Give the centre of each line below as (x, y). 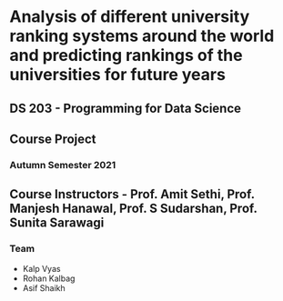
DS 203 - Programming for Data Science (126, 108)
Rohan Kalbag (49, 278)
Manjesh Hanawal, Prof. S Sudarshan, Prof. (133, 209)
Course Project (53, 139)
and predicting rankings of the (126, 55)
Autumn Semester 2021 (63, 165)
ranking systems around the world (142, 36)
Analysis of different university (130, 17)
